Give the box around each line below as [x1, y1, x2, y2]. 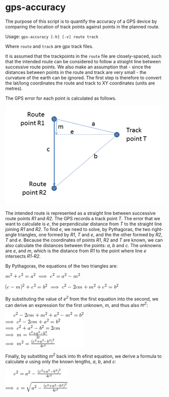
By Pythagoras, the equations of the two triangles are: [5, 263, 118, 269]
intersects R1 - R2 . [5, 253, 41, 259]
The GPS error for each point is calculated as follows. [5, 95, 116, 101]
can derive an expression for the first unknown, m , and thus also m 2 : [5, 301, 148, 308]
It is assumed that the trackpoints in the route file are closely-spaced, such [5, 53, 162, 59]
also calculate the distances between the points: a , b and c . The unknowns [5, 243, 161, 249]
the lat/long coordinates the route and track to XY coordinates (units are [5, 80, 155, 86]
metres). [5, 85, 23, 91]
